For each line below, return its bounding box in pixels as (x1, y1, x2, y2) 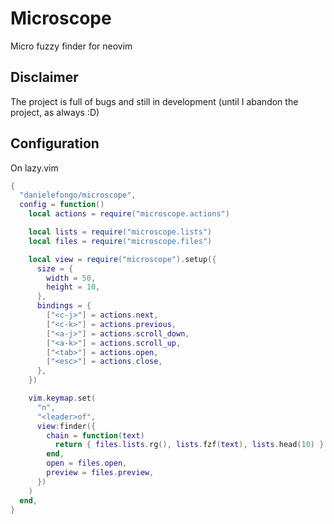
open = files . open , (46, 458, 128, 469)
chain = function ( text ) (46, 430, 145, 441)
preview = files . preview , (46, 468, 155, 478)
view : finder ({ (36, 421, 97, 431)
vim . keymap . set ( (28, 393, 97, 404)
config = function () (19, 200, 105, 210)
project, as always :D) (10, 106, 100, 118)
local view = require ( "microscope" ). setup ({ (28, 254, 217, 264)
